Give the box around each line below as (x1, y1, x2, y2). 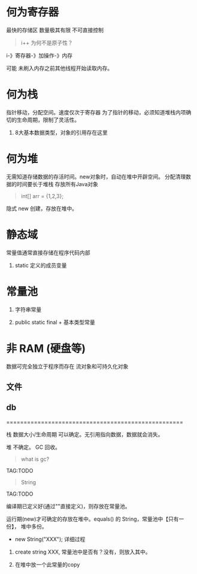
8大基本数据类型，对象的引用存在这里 (14, 129, 108, 136)
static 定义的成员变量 (14, 262, 67, 269)
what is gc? (20, 455, 50, 463)
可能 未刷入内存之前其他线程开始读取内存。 (6, 64, 113, 72)
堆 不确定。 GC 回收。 (6, 444, 61, 451)
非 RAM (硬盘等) (6, 342, 86, 355)
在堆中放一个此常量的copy (14, 561, 80, 568)
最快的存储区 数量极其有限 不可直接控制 (6, 26, 104, 34)
